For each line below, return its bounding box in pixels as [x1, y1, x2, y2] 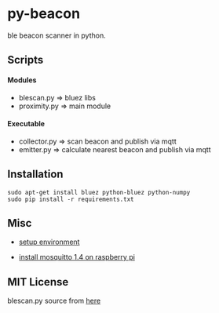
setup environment [18, 237, 80, 247]
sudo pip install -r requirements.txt [7, 195, 134, 203]
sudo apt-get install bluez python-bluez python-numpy [7, 188, 191, 196]
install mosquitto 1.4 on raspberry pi [18, 253, 135, 262]
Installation [7, 168, 64, 181]
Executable [7, 119, 45, 129]
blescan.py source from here [7, 296, 101, 306]
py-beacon [7, 5, 80, 23]
